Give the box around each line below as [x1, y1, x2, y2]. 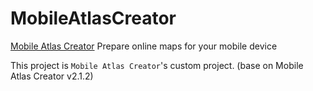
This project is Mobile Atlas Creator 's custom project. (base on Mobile [10, 59, 304, 71]
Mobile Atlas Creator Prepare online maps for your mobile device [10, 40, 278, 52]
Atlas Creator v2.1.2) [10, 70, 94, 82]
